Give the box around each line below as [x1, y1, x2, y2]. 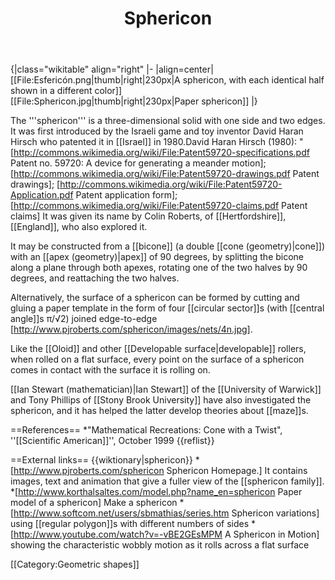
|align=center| [155, 63, 214, 76]
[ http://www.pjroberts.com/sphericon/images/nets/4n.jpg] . [10, 323, 253, 336]
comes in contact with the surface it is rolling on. [10, 364, 211, 376]
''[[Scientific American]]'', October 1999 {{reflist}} [10, 435, 215, 447]
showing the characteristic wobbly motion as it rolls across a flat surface [10, 539, 310, 551]
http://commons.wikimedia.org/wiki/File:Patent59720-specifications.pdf [13, 147, 310, 159]
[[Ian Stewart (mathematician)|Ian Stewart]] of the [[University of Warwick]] [10, 383, 322, 396]
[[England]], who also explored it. [10, 221, 148, 233]
